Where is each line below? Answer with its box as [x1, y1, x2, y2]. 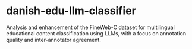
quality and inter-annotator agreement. [6, 36, 101, 43]
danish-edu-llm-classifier [6, 4, 137, 18]
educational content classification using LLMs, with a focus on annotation [6, 30, 186, 37]
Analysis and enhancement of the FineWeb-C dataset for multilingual [6, 24, 175, 31]
